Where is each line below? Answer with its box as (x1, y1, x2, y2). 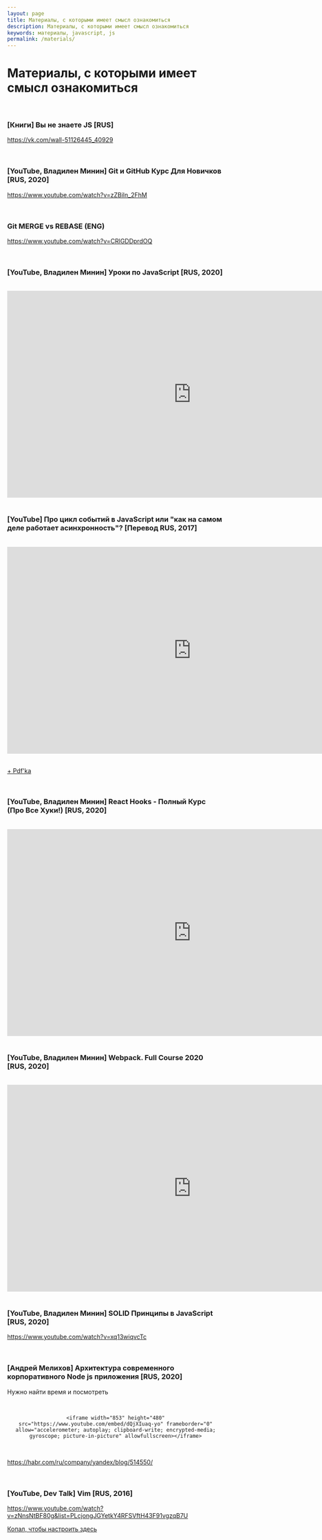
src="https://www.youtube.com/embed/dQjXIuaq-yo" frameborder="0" (18, 1420, 213, 1428)
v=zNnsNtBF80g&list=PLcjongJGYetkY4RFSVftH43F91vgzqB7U (7, 1512, 189, 1520)
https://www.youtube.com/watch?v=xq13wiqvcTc (7, 1332, 147, 1341)
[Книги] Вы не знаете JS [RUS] (7, 120, 114, 130)
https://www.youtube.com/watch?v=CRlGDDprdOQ (7, 237, 153, 245)
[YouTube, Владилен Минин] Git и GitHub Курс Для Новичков (7, 166, 222, 176)
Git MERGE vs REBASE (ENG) (7, 221, 105, 231)
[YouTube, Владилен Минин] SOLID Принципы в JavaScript (7, 1308, 213, 1318)
